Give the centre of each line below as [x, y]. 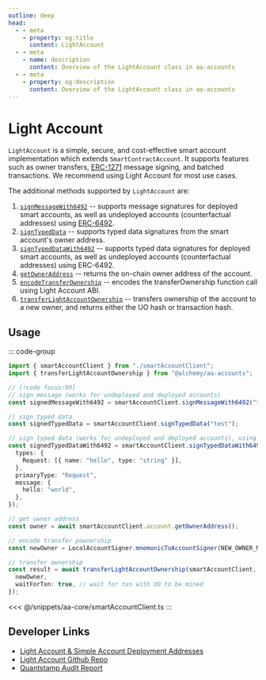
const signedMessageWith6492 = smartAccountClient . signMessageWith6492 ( [131, 402]
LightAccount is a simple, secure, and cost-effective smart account [117, 151]
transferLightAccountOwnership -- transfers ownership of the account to [138, 299]
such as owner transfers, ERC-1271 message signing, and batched [116, 167]
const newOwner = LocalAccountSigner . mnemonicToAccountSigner [113, 548]
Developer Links [49, 632]
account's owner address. [62, 240]
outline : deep [32, 15]
